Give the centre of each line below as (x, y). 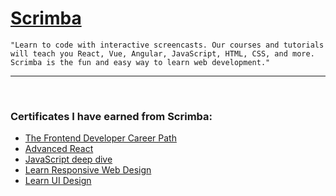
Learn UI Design (58, 181)
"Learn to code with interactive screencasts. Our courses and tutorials (167, 45)
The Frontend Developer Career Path (100, 138)
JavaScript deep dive (68, 159)
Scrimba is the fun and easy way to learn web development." (140, 62)
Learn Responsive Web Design (88, 170)
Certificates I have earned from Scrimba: (111, 116)
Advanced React (59, 149)
